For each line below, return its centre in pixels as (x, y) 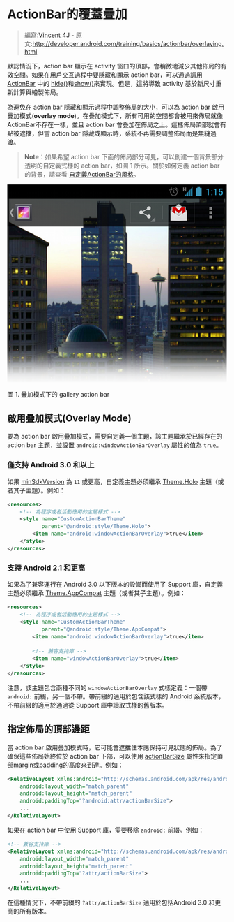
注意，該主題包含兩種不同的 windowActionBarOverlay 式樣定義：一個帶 (107, 687)
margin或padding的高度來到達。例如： (68, 765)
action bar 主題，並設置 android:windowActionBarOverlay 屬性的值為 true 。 (115, 445)
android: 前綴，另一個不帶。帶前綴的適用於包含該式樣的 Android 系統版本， (116, 696)
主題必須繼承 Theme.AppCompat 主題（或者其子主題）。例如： (96, 593)
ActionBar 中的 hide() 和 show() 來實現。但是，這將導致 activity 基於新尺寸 (111, 83)
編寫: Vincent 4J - (49, 35)
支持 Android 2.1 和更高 (46, 568)
